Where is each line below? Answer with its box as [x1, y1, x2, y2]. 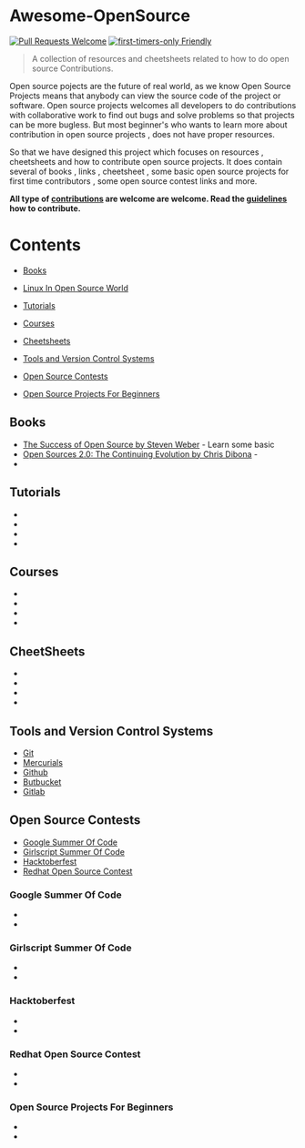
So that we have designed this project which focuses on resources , [9, 147, 264, 157]
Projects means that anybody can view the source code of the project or [9, 90, 281, 101]
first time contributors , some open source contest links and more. [9, 175, 258, 187]
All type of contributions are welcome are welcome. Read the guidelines [9, 193, 288, 204]
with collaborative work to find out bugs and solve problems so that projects [9, 109, 295, 120]
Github [22, 767, 48, 777]
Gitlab [22, 786, 46, 797]
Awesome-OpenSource [9, 5, 191, 26]
